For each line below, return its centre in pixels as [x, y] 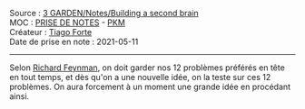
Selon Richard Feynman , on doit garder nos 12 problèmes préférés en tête [148, 68]
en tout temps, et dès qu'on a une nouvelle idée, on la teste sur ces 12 [140, 77]
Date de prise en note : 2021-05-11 [74, 41]
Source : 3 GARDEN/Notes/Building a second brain [104, 13]
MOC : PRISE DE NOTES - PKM [67, 23]
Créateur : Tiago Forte [51, 32]
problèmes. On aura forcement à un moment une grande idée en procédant [150, 86]
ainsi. [20, 96]
